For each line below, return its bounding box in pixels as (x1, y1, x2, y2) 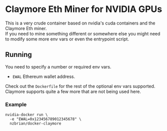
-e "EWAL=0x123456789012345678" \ (9, 116, 81, 122)
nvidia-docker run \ (5, 112, 48, 117)
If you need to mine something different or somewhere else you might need (5, 30, 160, 36)
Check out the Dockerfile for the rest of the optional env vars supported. (5, 83, 155, 89)
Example (5, 101, 27, 108)
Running (5, 50, 32, 59)
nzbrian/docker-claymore (9, 121, 61, 126)
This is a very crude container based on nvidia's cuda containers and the (5, 20, 155, 26)
